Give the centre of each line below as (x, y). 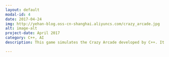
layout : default (22, 10)
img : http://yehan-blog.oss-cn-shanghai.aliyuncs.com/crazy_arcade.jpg (82, 24)
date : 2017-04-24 (24, 19)
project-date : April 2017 (32, 33)
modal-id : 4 (18, 14)
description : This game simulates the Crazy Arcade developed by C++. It (85, 42)
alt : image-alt (21, 28)
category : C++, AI (25, 38)
